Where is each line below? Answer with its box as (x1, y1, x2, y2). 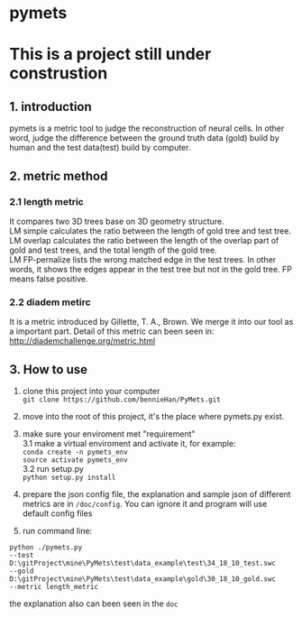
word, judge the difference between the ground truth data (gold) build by (9, 133, 279, 143)
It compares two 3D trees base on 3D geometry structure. (9, 216, 224, 226)
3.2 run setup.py (22, 463, 84, 474)
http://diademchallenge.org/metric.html (9, 336, 156, 346)
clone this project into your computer (22, 385, 160, 396)
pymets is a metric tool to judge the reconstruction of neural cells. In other (9, 123, 285, 134)
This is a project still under (9, 44, 212, 65)
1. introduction (9, 98, 92, 115)
